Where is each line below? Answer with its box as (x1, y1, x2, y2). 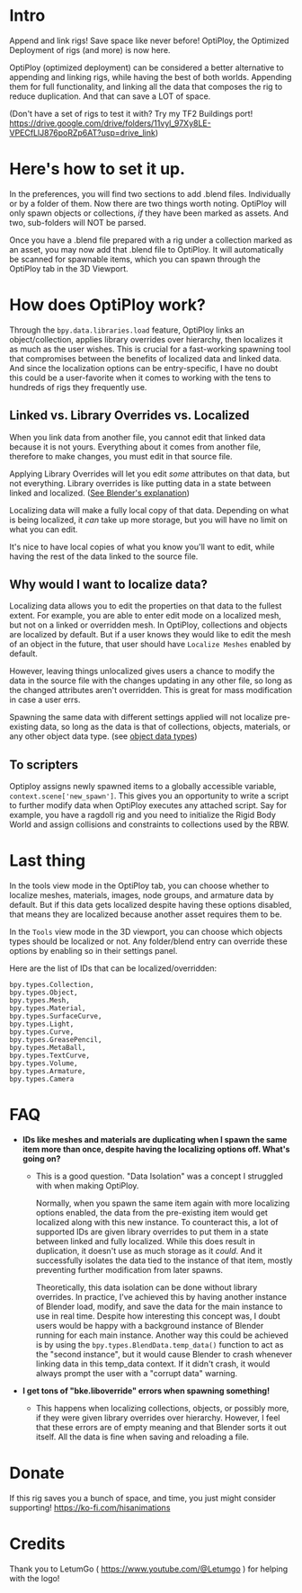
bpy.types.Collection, (9, 981, 94, 990)
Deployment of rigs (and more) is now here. (9, 44, 171, 55)
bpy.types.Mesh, (9, 996, 70, 1005)
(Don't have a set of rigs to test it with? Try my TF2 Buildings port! (9, 108, 253, 119)
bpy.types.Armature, (9, 1067, 87, 1076)
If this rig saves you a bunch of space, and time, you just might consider (9, 1493, 277, 1504)
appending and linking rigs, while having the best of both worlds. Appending (9, 71, 292, 82)
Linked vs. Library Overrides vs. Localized (9, 408, 250, 423)
